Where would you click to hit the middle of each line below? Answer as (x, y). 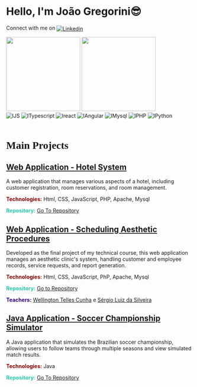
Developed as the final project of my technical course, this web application (97, 253)
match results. (24, 354)
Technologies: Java (30, 366)
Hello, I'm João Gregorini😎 (74, 12)
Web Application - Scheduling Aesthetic (82, 229)
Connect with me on (31, 28)
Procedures (28, 239)
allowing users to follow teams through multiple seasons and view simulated (99, 348)
